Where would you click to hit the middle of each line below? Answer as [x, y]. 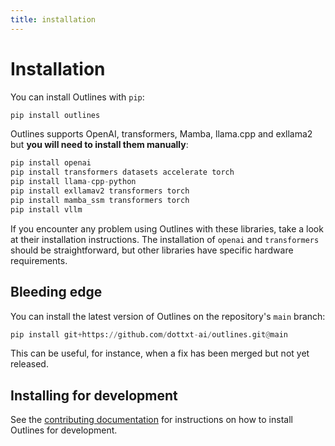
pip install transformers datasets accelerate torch [122, 172]
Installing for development [94, 395]
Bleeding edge [56, 292]
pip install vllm [46, 209]
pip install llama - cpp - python [73, 182]
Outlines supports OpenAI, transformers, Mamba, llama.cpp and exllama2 [161, 134]
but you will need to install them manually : [99, 145]
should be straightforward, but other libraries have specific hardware [152, 250]
